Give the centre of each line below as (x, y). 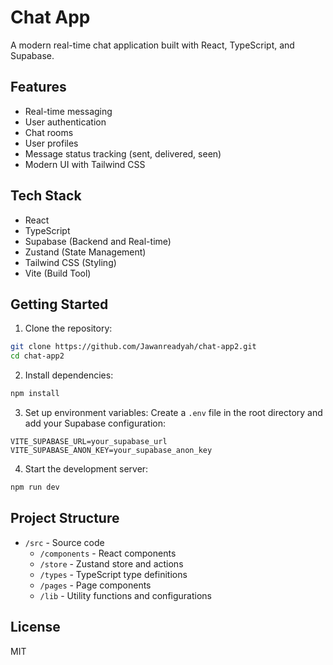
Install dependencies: (69, 375)
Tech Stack (46, 196)
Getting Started (59, 304)
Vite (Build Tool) (58, 273)
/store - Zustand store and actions (111, 563)
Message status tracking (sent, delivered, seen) (123, 153)
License (35, 627)
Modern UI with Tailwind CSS (85, 164)
